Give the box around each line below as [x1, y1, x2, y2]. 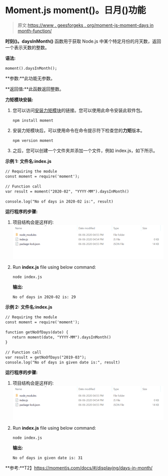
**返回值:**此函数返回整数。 [5, 86, 64, 92]
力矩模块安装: [5, 97, 34, 103]
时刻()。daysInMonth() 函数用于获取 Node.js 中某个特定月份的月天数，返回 [5, 38, 161, 44]
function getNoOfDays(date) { [5, 330, 69, 335]
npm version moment [12, 138, 54, 143]
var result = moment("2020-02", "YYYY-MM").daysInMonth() [5, 189, 129, 194]
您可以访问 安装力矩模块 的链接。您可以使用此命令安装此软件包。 [12, 107, 145, 113]
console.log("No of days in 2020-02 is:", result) [5, 199, 114, 204]
